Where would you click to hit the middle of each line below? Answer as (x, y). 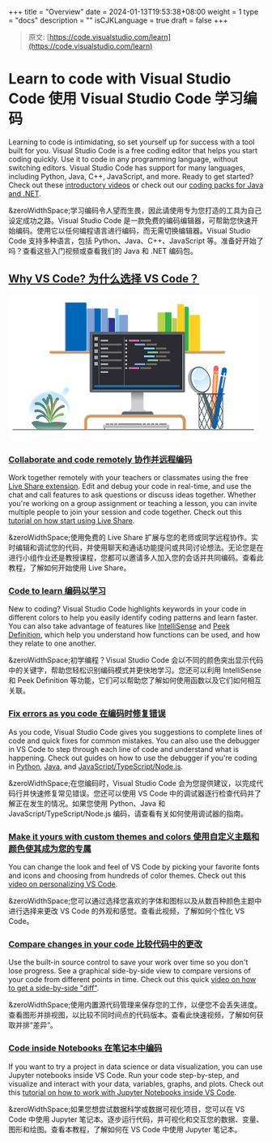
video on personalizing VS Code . (63, 884)
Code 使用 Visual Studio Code (110, 99)
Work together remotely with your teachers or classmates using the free (128, 478)
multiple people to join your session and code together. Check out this (125, 512)
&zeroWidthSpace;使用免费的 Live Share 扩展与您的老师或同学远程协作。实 (134, 538)
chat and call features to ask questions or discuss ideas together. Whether (132, 495)
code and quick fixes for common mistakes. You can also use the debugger (134, 741)
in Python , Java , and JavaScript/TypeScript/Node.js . (96, 766)
